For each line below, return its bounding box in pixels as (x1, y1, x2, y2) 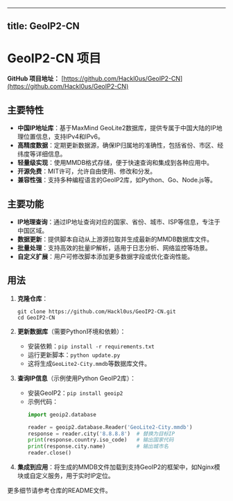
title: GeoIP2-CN (7, 20, 80, 32)
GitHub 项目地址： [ (7, 74, 64, 83)
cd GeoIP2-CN (17, 314, 55, 321)
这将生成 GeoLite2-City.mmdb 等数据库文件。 (27, 359, 151, 367)
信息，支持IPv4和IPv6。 (35, 132, 104, 141)
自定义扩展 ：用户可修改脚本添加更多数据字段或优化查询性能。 (17, 252, 194, 261)
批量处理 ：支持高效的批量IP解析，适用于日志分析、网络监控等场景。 (17, 243, 212, 252)
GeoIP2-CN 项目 (7, 50, 102, 66)
